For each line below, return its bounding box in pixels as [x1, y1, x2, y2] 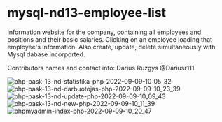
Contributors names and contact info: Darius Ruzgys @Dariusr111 [7, 63, 195, 72]
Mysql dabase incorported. [7, 50, 85, 59]
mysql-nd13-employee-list [7, 5, 167, 21]
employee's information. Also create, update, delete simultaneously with [7, 43, 216, 51]
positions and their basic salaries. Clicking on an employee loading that [7, 35, 212, 43]
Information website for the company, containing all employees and [7, 28, 202, 36]
